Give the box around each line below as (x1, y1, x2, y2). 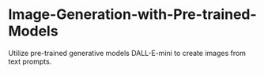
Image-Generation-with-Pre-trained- (8, 6, 257, 24)
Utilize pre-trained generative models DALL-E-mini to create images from (8, 48, 247, 57)
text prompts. (8, 57, 52, 66)
